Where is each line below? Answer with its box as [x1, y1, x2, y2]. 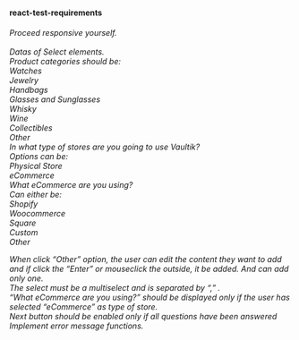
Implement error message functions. [9, 320, 144, 331]
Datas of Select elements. [9, 47, 105, 57]
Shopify [9, 199, 38, 209]
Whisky [9, 104, 38, 115]
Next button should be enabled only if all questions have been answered [9, 311, 278, 322]
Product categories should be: [9, 56, 122, 67]
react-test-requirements [9, 7, 103, 18]
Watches [9, 65, 42, 76]
